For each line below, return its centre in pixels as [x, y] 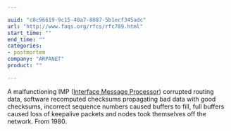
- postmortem [26, 53]
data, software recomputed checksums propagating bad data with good [112, 99]
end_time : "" [26, 39]
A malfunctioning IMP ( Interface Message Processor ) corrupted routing [111, 91]
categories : [25, 46]
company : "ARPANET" [36, 59]
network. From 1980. [37, 121]
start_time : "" [30, 33]
